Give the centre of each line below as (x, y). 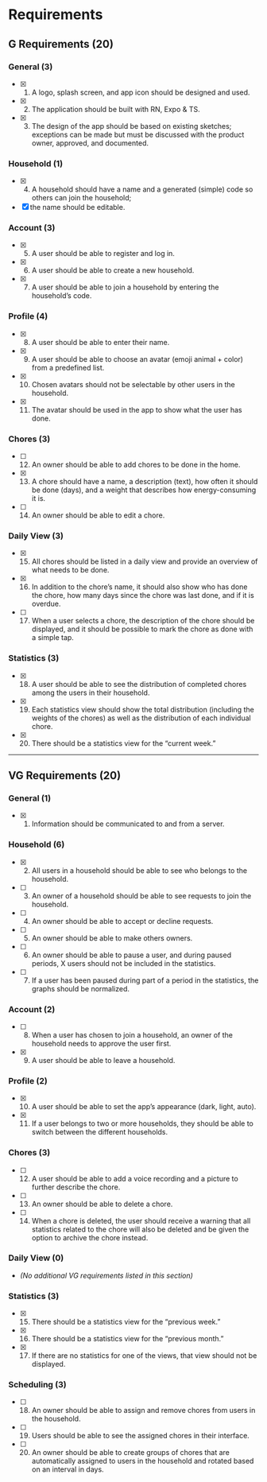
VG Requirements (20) (65, 776)
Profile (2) (28, 1080)
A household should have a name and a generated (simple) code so (142, 189)
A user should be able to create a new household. (113, 270)
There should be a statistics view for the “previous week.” (126, 1322)
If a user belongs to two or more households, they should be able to (143, 1123)
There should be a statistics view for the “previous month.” (128, 1339)
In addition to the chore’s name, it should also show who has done (139, 587)
